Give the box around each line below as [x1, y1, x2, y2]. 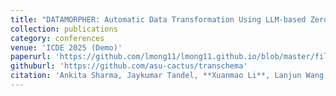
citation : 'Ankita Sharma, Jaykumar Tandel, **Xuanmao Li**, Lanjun [10, 71, 302, 81]
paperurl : [10, 52, 52, 62]
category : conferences [10, 33, 105, 43]
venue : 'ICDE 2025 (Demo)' [10, 42, 123, 53]
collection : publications [10, 24, 118, 34]
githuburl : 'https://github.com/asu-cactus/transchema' [10, 61, 248, 71]
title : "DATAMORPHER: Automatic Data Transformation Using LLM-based [10, 14, 307, 25]
